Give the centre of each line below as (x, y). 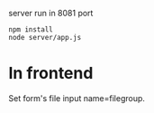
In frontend (51, 74)
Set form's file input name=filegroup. (77, 98)
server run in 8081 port (51, 13)
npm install (31, 30)
